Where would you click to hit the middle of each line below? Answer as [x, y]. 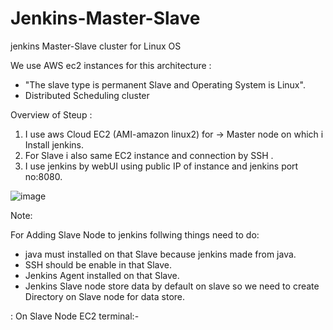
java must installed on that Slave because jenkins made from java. [160, 254]
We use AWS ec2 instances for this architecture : [111, 65]
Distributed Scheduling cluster [87, 95]
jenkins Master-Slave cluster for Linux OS [96, 46]
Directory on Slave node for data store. [105, 296]
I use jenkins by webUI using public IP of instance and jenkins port [161, 166]
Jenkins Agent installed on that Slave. [102, 275]
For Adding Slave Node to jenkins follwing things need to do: [135, 234]
